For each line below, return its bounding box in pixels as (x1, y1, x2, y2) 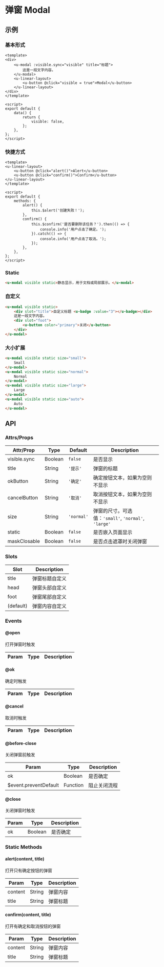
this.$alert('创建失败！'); (31, 208, 84, 213)
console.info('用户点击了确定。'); (40, 227, 106, 232)
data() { (14, 110, 32, 115)
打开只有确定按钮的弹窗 (5, 867, 52, 873)
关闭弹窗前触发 (5, 752, 35, 758)
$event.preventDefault (7, 782, 59, 789)
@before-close (5, 740, 37, 746)
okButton (7, 478, 28, 484)
